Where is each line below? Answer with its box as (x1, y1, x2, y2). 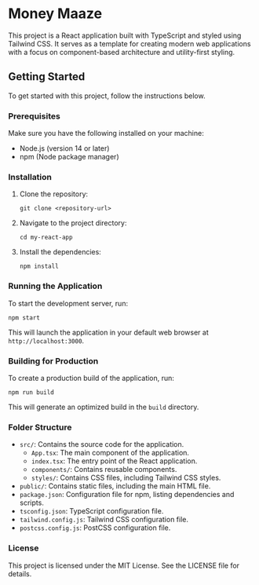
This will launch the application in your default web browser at (8, 327, 210, 337)
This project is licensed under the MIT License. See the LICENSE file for (8, 561, 240, 570)
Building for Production (8, 355, 99, 366)
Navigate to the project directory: (19, 218, 127, 228)
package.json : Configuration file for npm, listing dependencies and (19, 490, 235, 499)
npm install (19, 262, 59, 271)
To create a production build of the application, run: (8, 373, 175, 382)
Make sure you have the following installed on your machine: (8, 129, 204, 138)
